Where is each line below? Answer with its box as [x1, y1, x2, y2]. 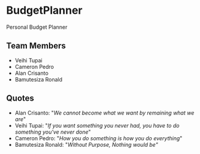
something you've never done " [14, 128, 91, 135]
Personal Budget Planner [6, 23, 68, 31]
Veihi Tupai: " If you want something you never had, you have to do [14, 122, 180, 129]
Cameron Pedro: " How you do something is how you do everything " [14, 134, 183, 141]
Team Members [6, 41, 66, 51]
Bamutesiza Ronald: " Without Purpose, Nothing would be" [14, 141, 159, 148]
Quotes [6, 93, 35, 104]
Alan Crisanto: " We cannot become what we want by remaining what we [14, 109, 195, 116]
